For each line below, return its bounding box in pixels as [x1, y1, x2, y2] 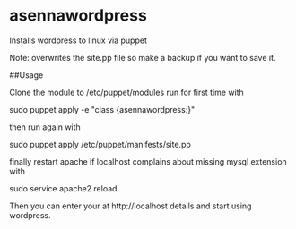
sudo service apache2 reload [9, 182, 118, 193]
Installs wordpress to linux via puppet [9, 35, 148, 46]
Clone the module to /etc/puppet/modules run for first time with [9, 87, 244, 98]
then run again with [9, 122, 81, 132]
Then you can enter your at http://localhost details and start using [9, 200, 252, 211]
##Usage [9, 69, 44, 81]
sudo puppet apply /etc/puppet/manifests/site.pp [9, 139, 191, 149]
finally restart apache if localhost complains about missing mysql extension [9, 156, 287, 166]
